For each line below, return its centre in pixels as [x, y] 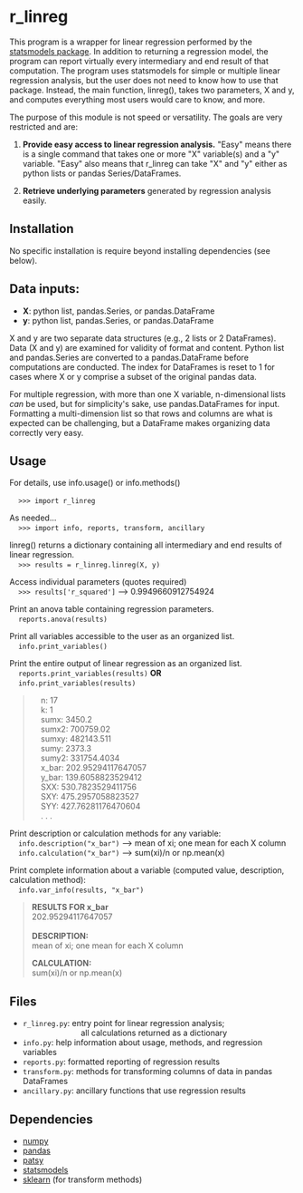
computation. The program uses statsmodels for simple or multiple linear [145, 71]
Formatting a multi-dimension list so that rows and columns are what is [141, 413]
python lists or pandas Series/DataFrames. [102, 173]
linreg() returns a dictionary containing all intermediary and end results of [146, 545]
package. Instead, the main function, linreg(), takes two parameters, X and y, [152, 90]
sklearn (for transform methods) [82, 1179]
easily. [34, 200]
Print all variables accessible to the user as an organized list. [122, 636]
